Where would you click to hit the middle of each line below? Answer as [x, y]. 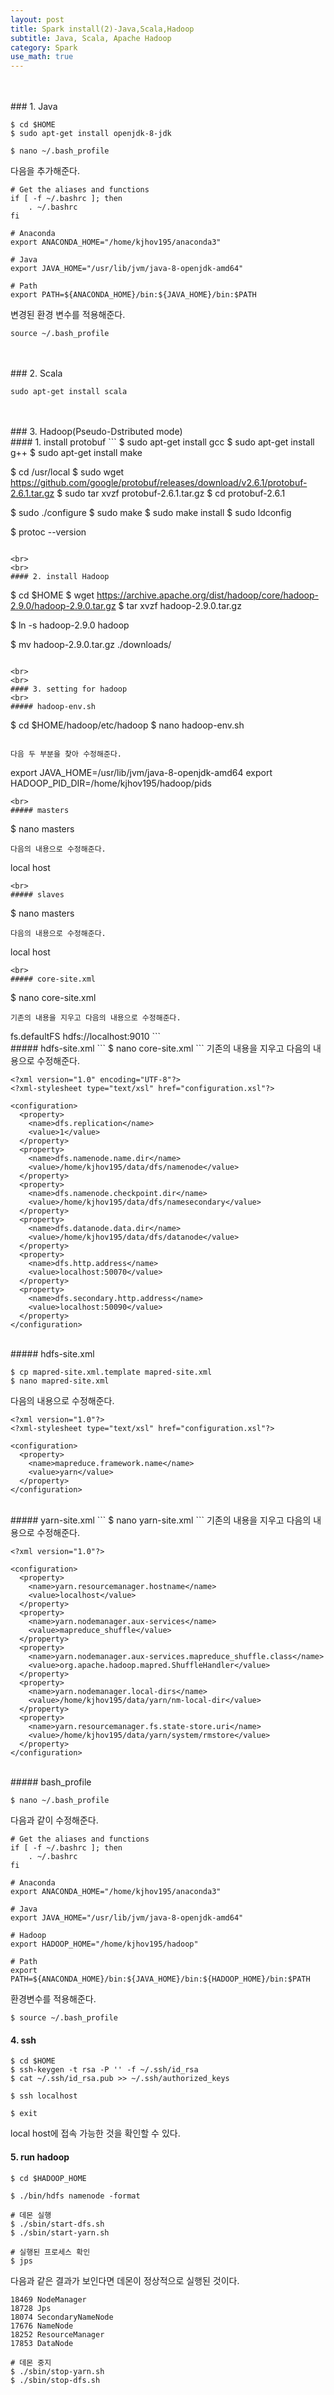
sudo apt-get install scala [69, 392]
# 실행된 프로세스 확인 [50, 2252]
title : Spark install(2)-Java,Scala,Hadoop [102, 29]
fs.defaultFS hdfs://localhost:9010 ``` [86, 1037]
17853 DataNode [42, 2343]
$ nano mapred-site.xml [60, 1381]
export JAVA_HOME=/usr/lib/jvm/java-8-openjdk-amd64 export [141, 773]
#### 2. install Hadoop [60, 577]
